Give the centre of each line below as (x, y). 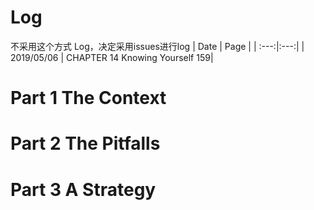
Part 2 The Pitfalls (85, 143)
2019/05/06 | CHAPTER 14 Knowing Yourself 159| (112, 57)
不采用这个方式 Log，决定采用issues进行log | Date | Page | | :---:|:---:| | (157, 46)
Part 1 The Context (88, 98)
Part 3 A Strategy (83, 189)
